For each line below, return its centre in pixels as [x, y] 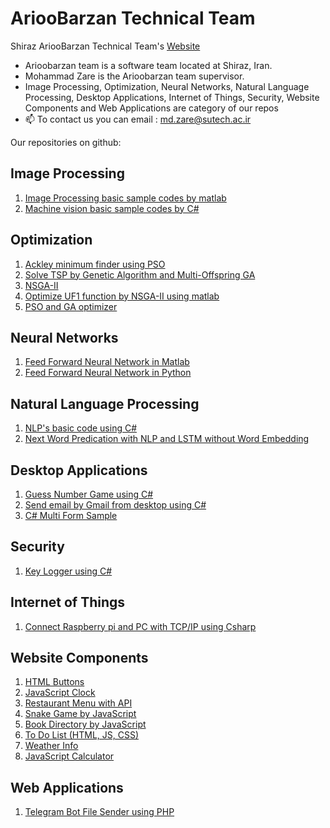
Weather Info [51, 746]
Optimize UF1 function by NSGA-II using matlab [122, 296]
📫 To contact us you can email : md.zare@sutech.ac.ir [138, 119]
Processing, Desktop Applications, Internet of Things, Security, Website [172, 97]
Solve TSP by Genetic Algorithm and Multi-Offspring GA [140, 274]
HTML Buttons [54, 682]
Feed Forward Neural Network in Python [108, 373]
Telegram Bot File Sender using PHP [99, 812]
